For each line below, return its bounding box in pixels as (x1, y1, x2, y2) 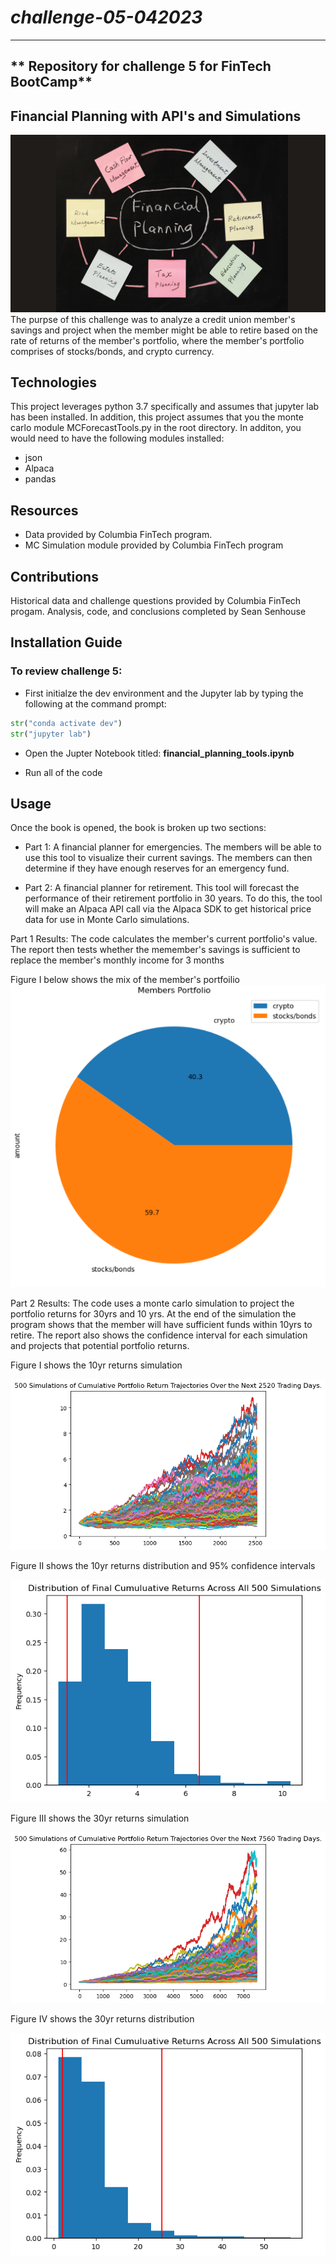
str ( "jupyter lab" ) (10, 729, 92, 739)
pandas (24, 473, 57, 485)
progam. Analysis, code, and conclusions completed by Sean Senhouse (10, 606, 307, 618)
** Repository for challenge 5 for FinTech (10, 58, 272, 75)
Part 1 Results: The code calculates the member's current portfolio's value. (10, 933, 318, 945)
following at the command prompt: (24, 697, 167, 710)
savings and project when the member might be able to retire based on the (10, 324, 318, 336)
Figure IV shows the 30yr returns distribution (10, 2012, 195, 2025)
